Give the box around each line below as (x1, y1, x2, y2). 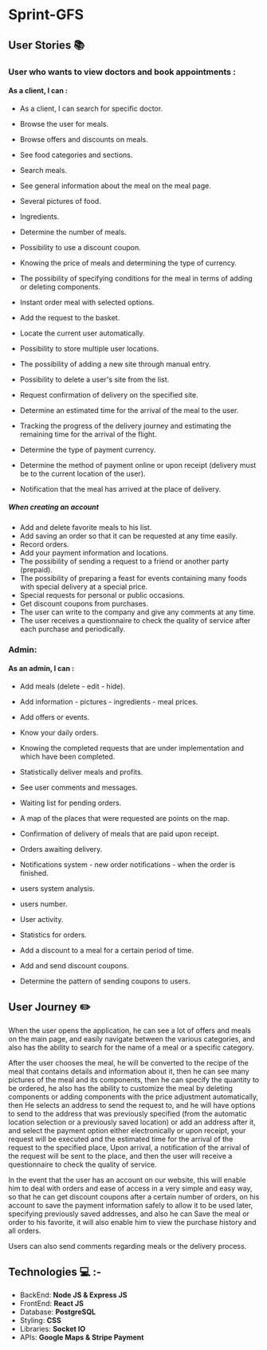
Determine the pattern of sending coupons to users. (19, 976, 191, 986)
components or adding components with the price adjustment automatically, (8, 1092, 259, 1101)
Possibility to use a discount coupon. (19, 242, 141, 252)
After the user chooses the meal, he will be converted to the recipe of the (8, 1058, 249, 1067)
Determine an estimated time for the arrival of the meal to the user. (19, 405, 239, 415)
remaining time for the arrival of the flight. (19, 429, 157, 439)
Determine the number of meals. (19, 227, 127, 237)
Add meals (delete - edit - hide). (19, 681, 126, 691)
